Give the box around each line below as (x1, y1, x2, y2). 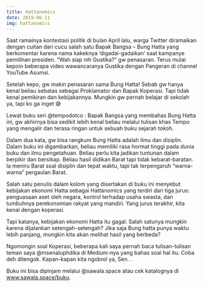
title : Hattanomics (6, 8, 56, 15)
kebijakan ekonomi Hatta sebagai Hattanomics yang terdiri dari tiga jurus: (6, 187, 190, 194)
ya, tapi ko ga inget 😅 (6, 100, 61, 107)
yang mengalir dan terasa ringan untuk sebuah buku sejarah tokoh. (6, 125, 174, 132)
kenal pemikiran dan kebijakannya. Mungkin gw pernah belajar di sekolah (6, 93, 190, 101)
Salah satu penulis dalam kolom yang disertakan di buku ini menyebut (6, 180, 181, 188)
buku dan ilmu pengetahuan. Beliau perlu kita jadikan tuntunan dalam (6, 149, 179, 157)
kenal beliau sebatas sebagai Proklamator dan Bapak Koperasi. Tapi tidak (6, 87, 190, 95)
